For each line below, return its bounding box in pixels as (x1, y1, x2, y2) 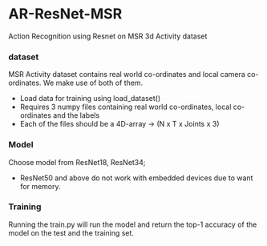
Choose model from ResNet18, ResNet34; (8, 157, 146, 167)
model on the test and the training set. (8, 228, 135, 237)
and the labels (53, 111, 100, 120)
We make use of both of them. (42, 78, 144, 88)
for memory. (19, 181, 62, 191)
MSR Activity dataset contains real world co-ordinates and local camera (8, 70, 246, 79)
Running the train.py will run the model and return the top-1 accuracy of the (8, 220, 257, 229)
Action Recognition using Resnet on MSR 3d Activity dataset (8, 31, 208, 41)
